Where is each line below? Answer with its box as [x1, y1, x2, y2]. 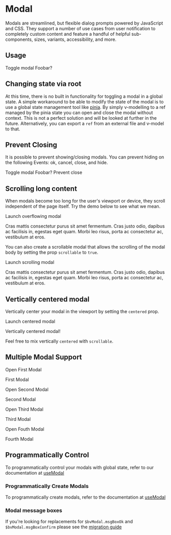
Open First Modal [5, 366, 42, 372]
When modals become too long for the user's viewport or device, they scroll [5, 198, 165, 204]
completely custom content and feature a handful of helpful [5, 31, 131, 37]
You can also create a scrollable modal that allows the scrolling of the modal [5, 244, 165, 250]
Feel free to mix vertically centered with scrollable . [5, 338, 114, 344]
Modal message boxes [5, 507, 62, 514]
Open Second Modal [5, 386, 48, 392]
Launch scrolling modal [5, 259, 55, 265]
